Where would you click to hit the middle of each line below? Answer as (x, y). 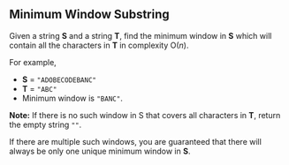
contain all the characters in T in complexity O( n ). (99, 45)
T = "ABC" (39, 88)
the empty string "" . (46, 124)
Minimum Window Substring (89, 15)
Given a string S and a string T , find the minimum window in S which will (141, 35)
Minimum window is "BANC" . (72, 98)
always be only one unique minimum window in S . (100, 151)
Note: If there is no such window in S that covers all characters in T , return (145, 115)
